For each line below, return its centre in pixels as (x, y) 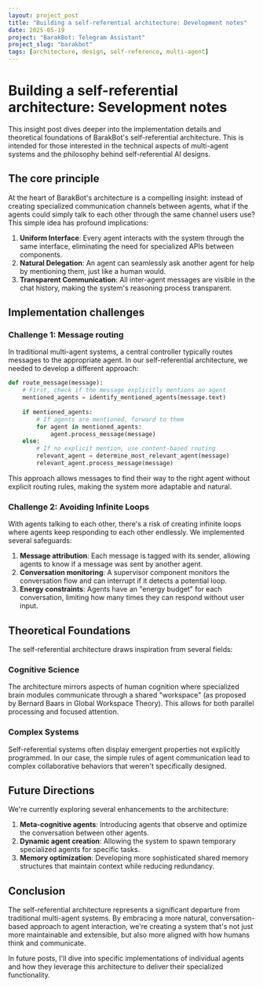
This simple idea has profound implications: (79, 222)
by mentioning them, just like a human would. (93, 271)
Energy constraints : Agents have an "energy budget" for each (121, 589)
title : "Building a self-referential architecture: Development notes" (128, 23)
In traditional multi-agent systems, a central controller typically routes (121, 352)
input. (29, 606)
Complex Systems (44, 732)
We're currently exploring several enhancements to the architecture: (119, 810)
